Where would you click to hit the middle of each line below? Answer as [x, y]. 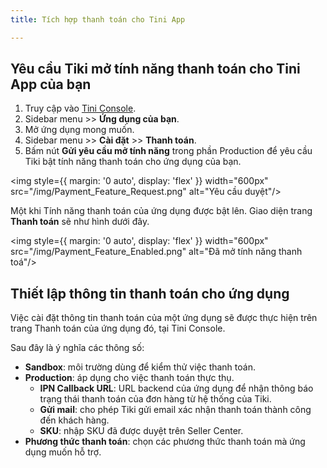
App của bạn [51, 84]
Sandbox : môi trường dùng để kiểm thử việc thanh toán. [140, 367]
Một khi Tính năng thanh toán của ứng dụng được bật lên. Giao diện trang [161, 211]
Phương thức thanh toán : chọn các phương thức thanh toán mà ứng [165, 442]
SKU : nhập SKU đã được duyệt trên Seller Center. [141, 431]
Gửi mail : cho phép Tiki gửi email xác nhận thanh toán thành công [175, 410]
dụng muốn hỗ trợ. [63, 452]
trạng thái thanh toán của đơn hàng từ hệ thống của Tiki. [155, 399]
